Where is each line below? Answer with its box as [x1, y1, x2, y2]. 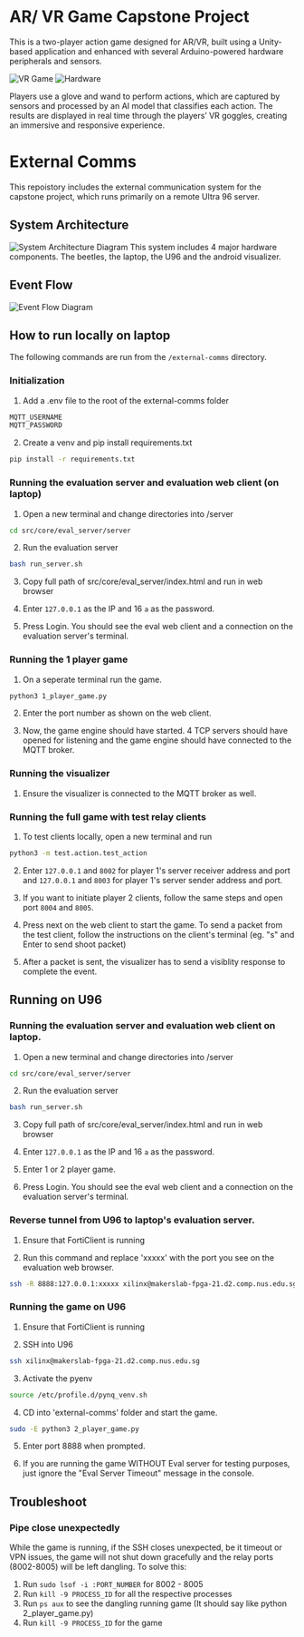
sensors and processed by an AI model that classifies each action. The [9, 100, 273, 111]
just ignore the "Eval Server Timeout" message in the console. [22, 1467, 255, 1479]
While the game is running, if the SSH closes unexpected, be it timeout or [9, 1542, 282, 1553]
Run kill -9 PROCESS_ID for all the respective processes [22, 1589, 233, 1600]
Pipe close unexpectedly [9, 1521, 120, 1534]
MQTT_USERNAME [9, 413, 63, 422]
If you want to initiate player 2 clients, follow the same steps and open [22, 892, 283, 903]
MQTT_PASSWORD [9, 421, 63, 430]
